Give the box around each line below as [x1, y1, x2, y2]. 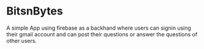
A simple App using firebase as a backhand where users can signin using [6, 24, 192, 31]
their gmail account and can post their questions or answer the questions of [6, 30, 198, 38]
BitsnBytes [6, 4, 63, 18]
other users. [6, 37, 37, 44]
